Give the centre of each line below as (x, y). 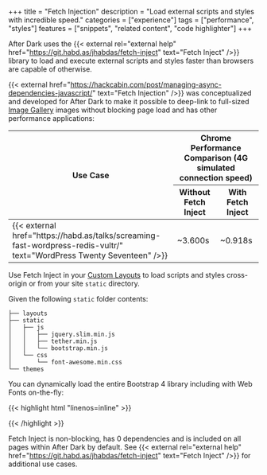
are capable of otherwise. (50, 69)
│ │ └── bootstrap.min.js (58, 348)
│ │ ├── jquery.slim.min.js (62, 334)
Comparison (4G (216, 158)
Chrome (216, 138)
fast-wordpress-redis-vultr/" (68, 245)
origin (18, 283)
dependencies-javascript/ (50, 93)
